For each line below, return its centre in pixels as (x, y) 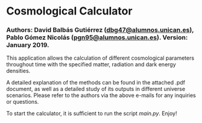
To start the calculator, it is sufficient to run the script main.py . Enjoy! (92, 113)
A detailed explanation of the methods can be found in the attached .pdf (96, 83)
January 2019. (28, 45)
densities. (18, 71)
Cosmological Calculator (69, 11)
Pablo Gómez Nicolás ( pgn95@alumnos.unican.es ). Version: (97, 37)
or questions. (23, 102)
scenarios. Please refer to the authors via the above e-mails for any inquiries (101, 95)
